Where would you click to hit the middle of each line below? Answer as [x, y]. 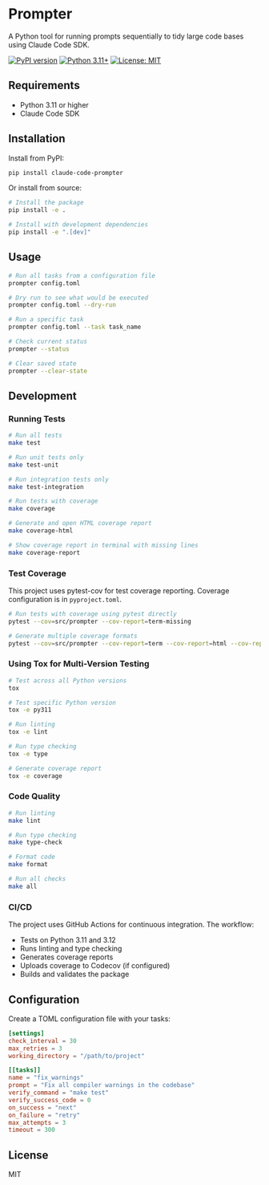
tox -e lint [28, 732]
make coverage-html [41, 531]
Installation [37, 138]
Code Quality [34, 796]
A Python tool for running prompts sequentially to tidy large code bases [126, 36]
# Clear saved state [43, 363]
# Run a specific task [46, 320]
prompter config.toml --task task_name [75, 327]
